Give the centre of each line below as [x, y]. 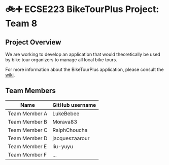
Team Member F [27, 154]
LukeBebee [66, 113]
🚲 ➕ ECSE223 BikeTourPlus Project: [82, 9]
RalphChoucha [70, 130]
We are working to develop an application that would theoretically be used [83, 54]
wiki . [10, 75]
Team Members [30, 91]
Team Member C [28, 130]
